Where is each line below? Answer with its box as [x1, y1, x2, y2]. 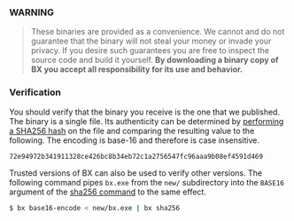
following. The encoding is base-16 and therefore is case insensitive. [9, 135, 259, 146]
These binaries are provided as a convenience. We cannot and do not [30, 27, 285, 37]
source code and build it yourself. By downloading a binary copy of [30, 55, 279, 66]
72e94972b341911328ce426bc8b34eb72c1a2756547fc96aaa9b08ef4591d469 [9, 152, 264, 161]
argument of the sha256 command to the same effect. [9, 186, 206, 197]
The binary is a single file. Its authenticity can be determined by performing [9, 115, 284, 126]
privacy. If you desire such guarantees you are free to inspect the [30, 45, 270, 56]
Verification [9, 86, 62, 99]
